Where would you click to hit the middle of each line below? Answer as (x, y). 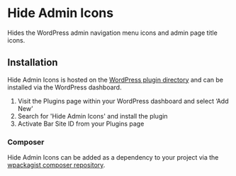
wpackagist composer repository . (56, 165)
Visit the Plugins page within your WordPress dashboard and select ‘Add (123, 101)
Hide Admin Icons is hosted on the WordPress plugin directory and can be (116, 79)
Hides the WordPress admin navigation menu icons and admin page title (112, 33)
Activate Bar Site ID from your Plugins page (81, 123)
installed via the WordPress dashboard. (64, 87)
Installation (33, 63)
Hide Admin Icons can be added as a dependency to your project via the (113, 158)
